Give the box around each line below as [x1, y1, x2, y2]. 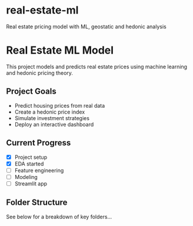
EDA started [14, 160, 44, 167]
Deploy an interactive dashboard [14, 121, 94, 128]
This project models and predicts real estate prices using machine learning [6, 63, 187, 70]
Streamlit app [14, 180, 48, 187]
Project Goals [6, 87, 57, 97]
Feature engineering [14, 167, 64, 174]
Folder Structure [6, 198, 68, 208]
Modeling [14, 173, 38, 180]
